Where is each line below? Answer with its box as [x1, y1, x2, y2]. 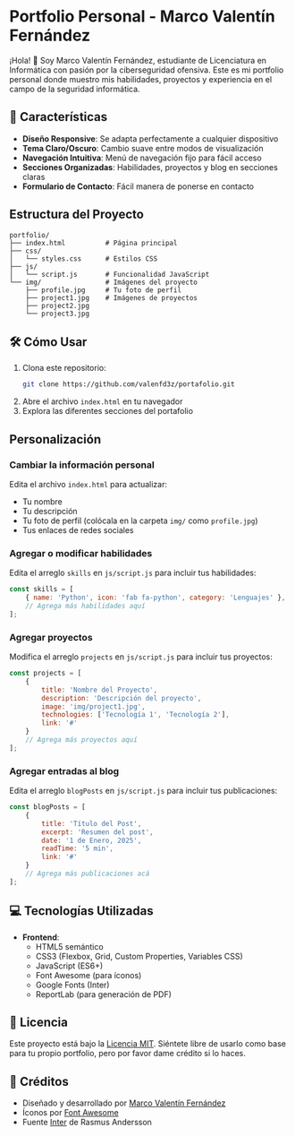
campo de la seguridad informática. [9, 83, 140, 94]
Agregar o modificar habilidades [9, 546, 153, 559]
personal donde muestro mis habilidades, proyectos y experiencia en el [9, 73, 273, 84]
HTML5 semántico [35, 941, 105, 951]
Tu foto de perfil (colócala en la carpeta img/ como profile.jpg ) [21, 515, 258, 526]
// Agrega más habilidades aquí [25, 601, 146, 610]
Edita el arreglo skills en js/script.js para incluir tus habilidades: [9, 567, 257, 579]
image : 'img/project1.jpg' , [41, 701, 146, 711]
